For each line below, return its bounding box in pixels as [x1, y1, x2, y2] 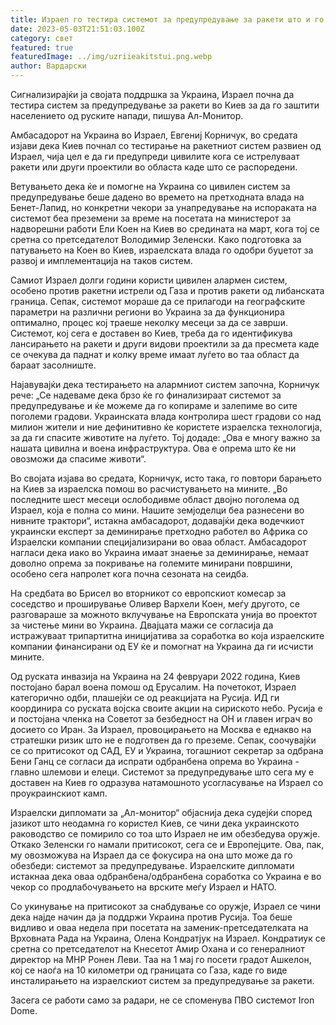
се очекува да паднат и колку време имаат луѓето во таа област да [10, 349, 300, 360]
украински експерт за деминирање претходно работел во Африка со [10, 526, 308, 537]
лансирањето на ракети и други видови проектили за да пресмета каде [10, 338, 320, 350]
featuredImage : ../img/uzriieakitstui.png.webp [10, 52, 213, 62]
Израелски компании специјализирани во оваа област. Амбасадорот [10, 536, 307, 548]
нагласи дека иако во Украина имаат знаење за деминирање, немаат [10, 547, 310, 558]
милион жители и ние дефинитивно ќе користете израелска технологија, [10, 421, 323, 433]
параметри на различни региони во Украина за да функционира [10, 306, 285, 318]
